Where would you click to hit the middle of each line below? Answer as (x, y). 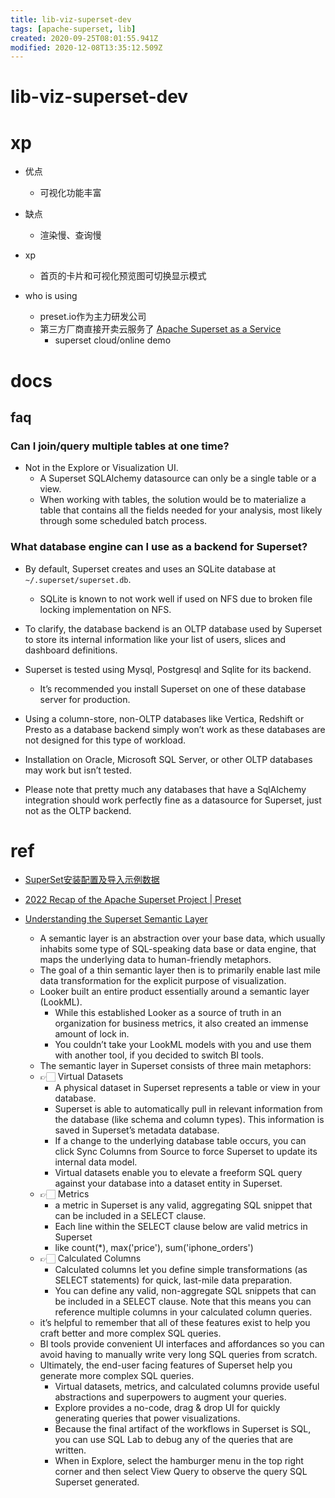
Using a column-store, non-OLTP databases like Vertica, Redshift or (164, 718)
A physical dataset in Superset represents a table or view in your (187, 1088)
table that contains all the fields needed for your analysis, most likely (181, 510)
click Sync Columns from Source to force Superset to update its (186, 1152)
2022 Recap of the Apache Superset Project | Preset (133, 900)
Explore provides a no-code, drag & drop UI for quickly (167, 1408)
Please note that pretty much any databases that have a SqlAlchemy (165, 789)
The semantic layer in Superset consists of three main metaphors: (175, 1066)
